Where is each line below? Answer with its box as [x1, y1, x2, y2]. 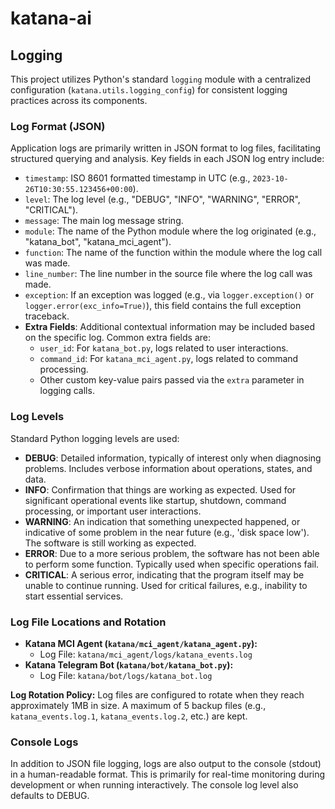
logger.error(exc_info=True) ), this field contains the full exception [24, 300, 302, 312]
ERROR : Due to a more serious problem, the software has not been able [24, 547, 320, 559]
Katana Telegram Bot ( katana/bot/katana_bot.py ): [24, 658, 234, 671]
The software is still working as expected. [24, 537, 197, 549]
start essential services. [24, 590, 124, 602]
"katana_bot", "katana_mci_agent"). [24, 236, 172, 248]
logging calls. [39, 385, 95, 397]
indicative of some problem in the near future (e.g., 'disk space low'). [24, 526, 310, 538]
